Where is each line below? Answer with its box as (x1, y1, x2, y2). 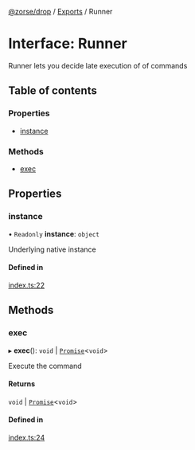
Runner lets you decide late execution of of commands (8, 61, 188, 70)
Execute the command (8, 361, 82, 370)
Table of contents (8, 84, 97, 98)
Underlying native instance (8, 245, 97, 254)
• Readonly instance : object (8, 229, 99, 238)
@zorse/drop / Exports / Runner (8, 7, 113, 16)
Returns (8, 379, 36, 389)
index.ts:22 (8, 280, 45, 290)
